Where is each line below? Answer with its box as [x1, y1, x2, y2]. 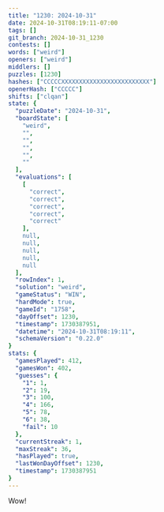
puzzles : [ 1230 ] [8, 70, 61, 78]
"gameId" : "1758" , [15, 305, 76, 313]
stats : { [8, 349, 37, 358]
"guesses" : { [15, 371, 58, 379]
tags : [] [8, 26, 37, 34]
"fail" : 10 [22, 423, 58, 431]
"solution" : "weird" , [15, 284, 87, 292]
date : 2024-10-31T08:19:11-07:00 [8, 19, 118, 27]
